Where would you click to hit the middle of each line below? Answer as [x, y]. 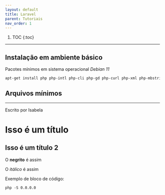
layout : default [22, 10]
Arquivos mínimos [34, 94]
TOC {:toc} [23, 37]
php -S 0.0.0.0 [21, 188]
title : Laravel [21, 14]
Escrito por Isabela [24, 110]
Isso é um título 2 [32, 148]
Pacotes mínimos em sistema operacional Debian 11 [57, 69]
